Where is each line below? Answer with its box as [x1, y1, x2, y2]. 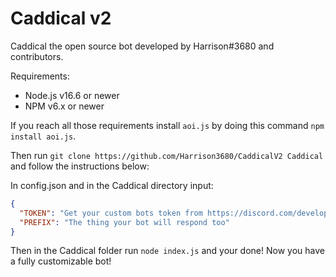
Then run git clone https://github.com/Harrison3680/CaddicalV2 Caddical [10, 149, 324, 161]
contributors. [10, 50, 64, 62]
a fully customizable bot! [10, 255, 112, 267]
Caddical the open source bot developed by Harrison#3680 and [10, 40, 275, 52]
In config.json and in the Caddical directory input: [10, 179, 214, 191]
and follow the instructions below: [10, 160, 150, 172]
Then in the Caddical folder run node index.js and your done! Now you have [10, 245, 325, 257]
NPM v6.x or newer [24, 100, 105, 112]
